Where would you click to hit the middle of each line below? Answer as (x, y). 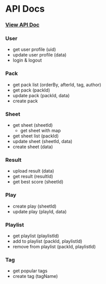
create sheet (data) (33, 147)
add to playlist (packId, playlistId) (47, 241)
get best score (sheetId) (38, 182)
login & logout (27, 60)
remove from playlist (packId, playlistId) (54, 246)
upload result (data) (33, 171)
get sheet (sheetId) (33, 125)
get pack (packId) (31, 90)
